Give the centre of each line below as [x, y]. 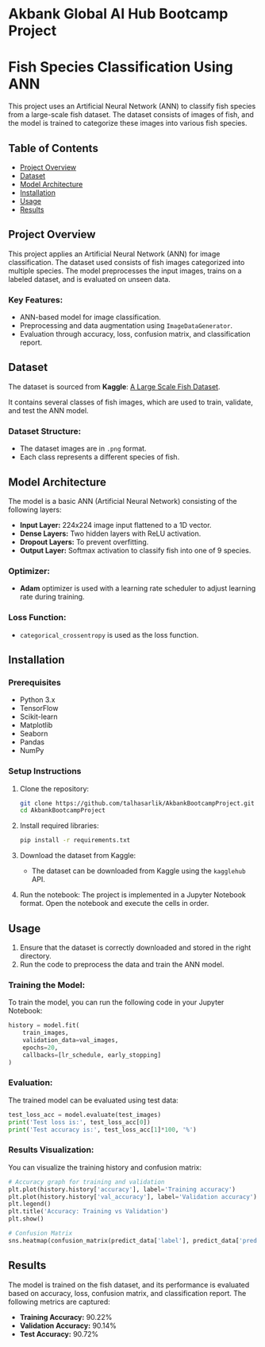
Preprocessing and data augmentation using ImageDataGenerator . [126, 326]
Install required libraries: [59, 826]
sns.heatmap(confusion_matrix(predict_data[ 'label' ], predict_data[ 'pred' [134, 1240]
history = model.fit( [44, 1025]
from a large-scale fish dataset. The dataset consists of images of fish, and [131, 115]
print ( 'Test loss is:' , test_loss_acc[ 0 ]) [79, 1122]
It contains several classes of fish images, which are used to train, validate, [131, 402]
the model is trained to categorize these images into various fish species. [128, 123]
